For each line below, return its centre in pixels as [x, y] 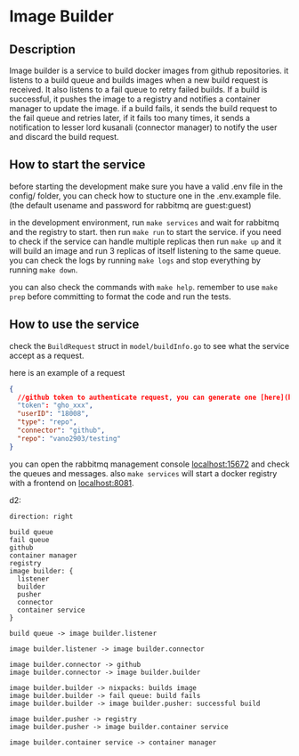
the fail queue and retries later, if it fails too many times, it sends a [130, 118]
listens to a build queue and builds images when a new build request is [139, 80]
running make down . [44, 270]
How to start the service [77, 165]
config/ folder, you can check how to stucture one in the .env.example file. [145, 195]
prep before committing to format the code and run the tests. [120, 297]
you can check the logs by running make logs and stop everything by [135, 260]
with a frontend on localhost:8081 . [72, 483]
